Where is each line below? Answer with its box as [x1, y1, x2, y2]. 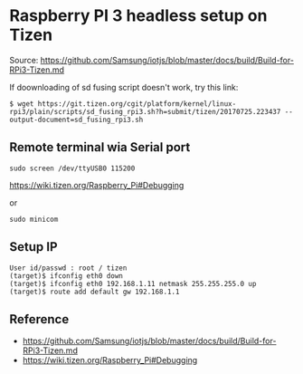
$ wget [9, 99, 34, 109]
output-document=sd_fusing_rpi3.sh [9, 115, 144, 124]
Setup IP [9, 239, 58, 254]
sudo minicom [9, 215, 59, 224]
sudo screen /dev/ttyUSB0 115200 [9, 164, 136, 173]
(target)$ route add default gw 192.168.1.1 [9, 287, 180, 296]
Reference [9, 312, 70, 327]
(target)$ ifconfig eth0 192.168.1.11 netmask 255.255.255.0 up [9, 279, 257, 288]
